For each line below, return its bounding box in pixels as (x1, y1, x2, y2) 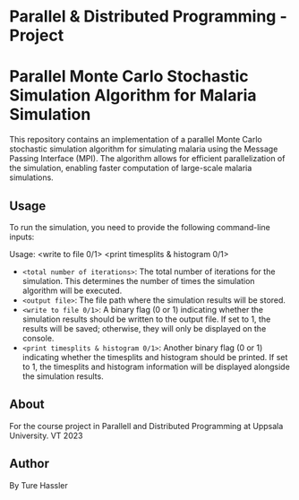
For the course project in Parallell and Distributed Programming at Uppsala (9, 420, 284, 431)
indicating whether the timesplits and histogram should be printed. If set (21, 351, 288, 362)
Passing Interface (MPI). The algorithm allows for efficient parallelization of (9, 153, 286, 164)
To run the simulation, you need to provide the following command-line (9, 221, 270, 232)
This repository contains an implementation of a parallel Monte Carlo (9, 134, 262, 145)
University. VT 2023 (9, 430, 83, 441)
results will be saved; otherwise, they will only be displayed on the (21, 323, 267, 333)
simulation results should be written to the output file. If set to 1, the (21, 314, 271, 324)
